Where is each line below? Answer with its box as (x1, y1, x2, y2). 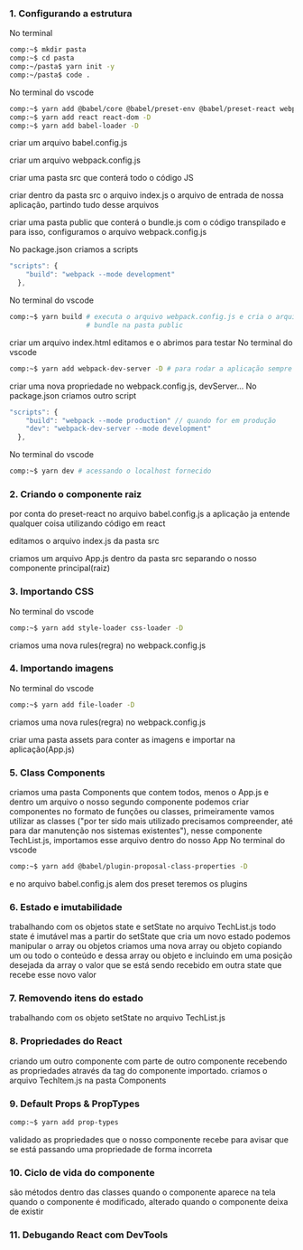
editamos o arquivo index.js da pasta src (9, 536, 160, 547)
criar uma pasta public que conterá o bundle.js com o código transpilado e (9, 217, 287, 228)
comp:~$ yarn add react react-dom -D (9, 112, 151, 122)
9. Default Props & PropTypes (9, 1097, 140, 1110)
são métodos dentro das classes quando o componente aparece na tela (9, 1187, 277, 1198)
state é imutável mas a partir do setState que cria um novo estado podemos (9, 931, 291, 942)
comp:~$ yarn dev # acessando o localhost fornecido (9, 466, 212, 476)
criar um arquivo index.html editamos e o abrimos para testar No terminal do (9, 337, 293, 348)
